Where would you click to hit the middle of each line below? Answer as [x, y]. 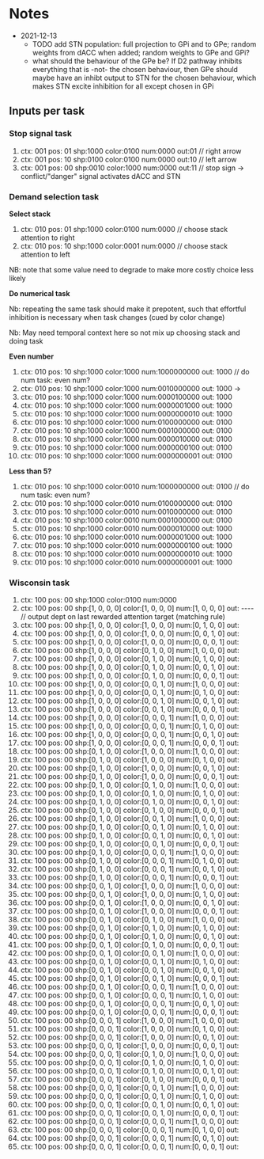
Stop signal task [40, 134]
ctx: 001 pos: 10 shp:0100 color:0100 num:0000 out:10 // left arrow [128, 159]
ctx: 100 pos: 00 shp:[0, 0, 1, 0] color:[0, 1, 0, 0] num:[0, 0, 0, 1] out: [130, 945]
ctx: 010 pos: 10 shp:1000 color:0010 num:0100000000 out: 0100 [126, 503]
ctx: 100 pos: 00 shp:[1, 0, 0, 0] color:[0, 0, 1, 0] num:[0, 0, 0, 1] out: [130, 709]
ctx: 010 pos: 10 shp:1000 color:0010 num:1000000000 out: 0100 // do [135, 486]
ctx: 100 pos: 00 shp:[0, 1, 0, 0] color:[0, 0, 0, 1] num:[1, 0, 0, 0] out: [130, 853]
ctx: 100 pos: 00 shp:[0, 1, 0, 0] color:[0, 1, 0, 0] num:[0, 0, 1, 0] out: [130, 802]
